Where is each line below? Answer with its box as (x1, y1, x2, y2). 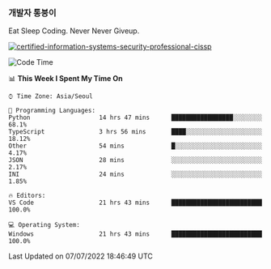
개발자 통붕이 (8, 6, 57, 18)
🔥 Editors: (8, 192, 46, 200)
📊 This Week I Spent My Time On (8, 74, 123, 83)
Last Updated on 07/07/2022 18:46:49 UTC (8, 251, 154, 261)
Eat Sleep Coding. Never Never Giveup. (8, 26, 140, 36)
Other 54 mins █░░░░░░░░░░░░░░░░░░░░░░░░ (8, 142, 263, 151)
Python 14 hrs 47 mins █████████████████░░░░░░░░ (8, 113, 263, 122)
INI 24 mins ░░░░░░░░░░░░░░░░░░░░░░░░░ (8, 170, 263, 179)
